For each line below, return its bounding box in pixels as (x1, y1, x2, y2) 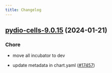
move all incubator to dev (12, 52, 65, 58)
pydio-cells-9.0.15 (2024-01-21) (5, 26, 107, 35)
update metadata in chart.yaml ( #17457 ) (12, 62, 95, 68)
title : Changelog (5, 7, 42, 13)
